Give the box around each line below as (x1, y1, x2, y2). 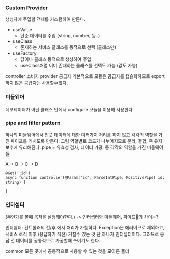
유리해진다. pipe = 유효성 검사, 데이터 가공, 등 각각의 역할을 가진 (18, 144, 146, 150)
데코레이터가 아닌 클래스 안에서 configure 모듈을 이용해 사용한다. (5, 106, 134, 112)
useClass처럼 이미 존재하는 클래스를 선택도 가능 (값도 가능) (20, 63, 138, 69)
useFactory (12, 50, 37, 56)
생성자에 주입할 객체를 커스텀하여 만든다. (5, 16, 86, 22)
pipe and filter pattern (5, 119, 61, 126)
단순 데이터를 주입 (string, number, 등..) (20, 33, 100, 39)
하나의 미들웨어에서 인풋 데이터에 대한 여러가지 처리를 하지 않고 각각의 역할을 (5, 132, 158, 138)
